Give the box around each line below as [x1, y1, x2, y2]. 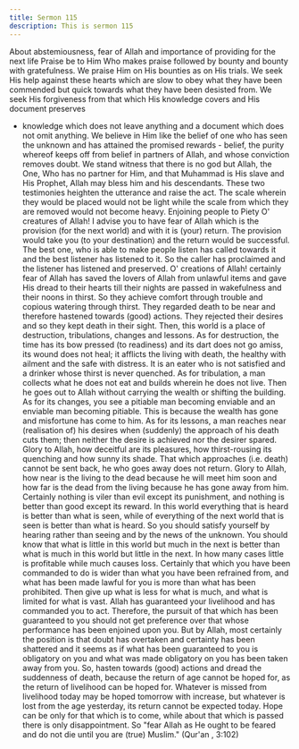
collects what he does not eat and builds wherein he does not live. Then [21, 377, 287, 387]
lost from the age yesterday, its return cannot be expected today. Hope [21, 700, 284, 711]
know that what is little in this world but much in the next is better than [21, 539, 281, 549]
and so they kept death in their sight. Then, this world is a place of [21, 319, 266, 331]
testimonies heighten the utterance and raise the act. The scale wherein [21, 187, 287, 198]
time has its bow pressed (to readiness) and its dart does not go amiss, [21, 339, 284, 350]
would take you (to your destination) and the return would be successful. [21, 234, 290, 245]
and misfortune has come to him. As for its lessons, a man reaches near [21, 415, 287, 426]
